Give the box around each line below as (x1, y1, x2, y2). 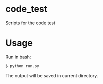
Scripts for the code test (5, 20, 56, 26)
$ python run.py (5, 63, 39, 68)
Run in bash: (5, 54, 31, 60)
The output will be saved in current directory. (5, 72, 98, 78)
